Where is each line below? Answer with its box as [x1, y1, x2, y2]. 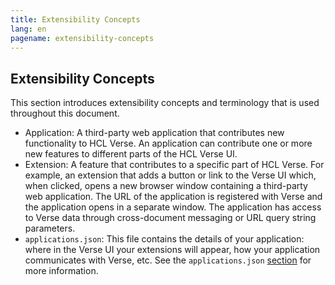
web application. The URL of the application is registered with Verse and [24, 191, 323, 203]
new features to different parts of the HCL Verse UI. [24, 148, 238, 160]
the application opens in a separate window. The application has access [24, 201, 322, 213]
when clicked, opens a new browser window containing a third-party [24, 180, 308, 192]
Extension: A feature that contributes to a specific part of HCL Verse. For [24, 159, 325, 171]
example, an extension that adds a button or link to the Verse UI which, [24, 169, 317, 181]
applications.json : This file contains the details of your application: [24, 233, 305, 245]
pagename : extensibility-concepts [10, 33, 155, 43]
